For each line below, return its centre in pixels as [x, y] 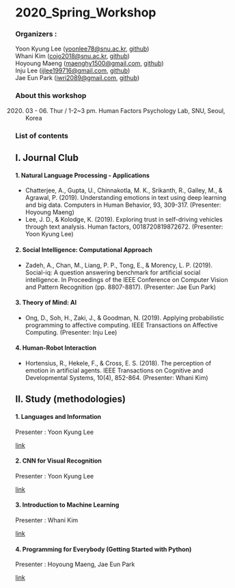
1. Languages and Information [58, 416]
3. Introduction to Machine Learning [67, 505]
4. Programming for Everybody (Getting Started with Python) [103, 549]
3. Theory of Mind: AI [46, 303]
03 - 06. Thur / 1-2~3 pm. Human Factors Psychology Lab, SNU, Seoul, [125, 110]
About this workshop [51, 96]
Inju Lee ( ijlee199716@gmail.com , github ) [73, 71]
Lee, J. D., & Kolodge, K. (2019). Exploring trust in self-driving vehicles [124, 220]
